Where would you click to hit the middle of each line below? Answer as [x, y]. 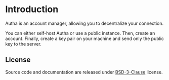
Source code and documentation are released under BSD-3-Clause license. [84, 72]
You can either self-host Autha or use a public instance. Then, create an [80, 33]
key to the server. [24, 44]
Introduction [32, 9]
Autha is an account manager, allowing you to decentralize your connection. [85, 23]
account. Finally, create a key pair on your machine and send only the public [85, 38]
